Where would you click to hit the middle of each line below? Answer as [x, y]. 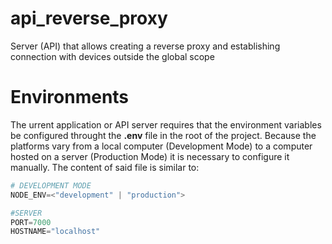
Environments [70, 97]
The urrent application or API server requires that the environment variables [166, 124]
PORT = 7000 [31, 222]
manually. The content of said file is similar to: [105, 167]
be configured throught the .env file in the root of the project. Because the [163, 135]
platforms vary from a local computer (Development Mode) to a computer [161, 146]
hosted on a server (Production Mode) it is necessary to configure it [150, 156]
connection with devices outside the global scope [112, 56]
